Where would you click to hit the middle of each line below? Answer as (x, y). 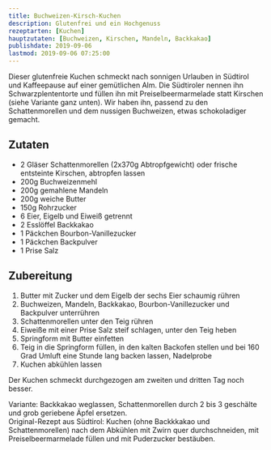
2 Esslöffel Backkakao (57, 224)
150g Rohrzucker (48, 207)
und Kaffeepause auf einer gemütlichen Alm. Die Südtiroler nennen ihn (126, 85)
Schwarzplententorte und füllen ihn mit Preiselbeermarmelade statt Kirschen (136, 93)
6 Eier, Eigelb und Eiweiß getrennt (76, 216)
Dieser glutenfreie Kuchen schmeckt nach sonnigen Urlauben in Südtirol (129, 76)
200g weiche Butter (53, 198)
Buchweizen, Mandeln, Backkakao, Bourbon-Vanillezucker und (125, 304)
